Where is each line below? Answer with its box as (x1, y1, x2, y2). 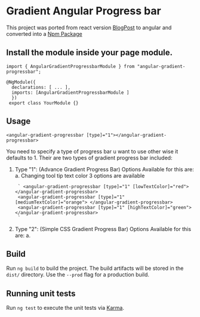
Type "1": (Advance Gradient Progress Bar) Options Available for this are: (14, 165, 194, 173)
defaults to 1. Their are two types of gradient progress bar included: (6, 154, 173, 161)
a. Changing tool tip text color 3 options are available (14, 172, 145, 179)
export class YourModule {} (8, 100, 79, 106)
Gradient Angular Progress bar (6, 4, 161, 18)
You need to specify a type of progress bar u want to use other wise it (6, 147, 179, 155)
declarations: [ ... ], (11, 84, 70, 90)
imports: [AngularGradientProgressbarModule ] (11, 90, 130, 96)
